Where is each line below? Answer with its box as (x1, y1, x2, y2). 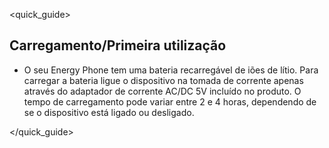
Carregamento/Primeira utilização (9, 37, 227, 54)
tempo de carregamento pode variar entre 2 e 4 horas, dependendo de (23, 95, 317, 108)
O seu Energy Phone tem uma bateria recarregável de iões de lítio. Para (23, 64, 319, 76)
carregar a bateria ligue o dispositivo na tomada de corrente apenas (23, 74, 304, 86)
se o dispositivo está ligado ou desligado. (23, 106, 195, 118)
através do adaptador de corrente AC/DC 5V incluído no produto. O (23, 85, 302, 97)
